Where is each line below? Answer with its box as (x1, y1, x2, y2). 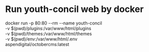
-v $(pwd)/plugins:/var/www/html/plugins (5, 25, 91, 31)
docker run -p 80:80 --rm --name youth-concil (5, 20, 102, 26)
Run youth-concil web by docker (5, 3, 144, 15)
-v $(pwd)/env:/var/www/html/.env (5, 36, 78, 42)
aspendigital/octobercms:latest (5, 41, 69, 47)
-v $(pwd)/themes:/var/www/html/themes (5, 30, 92, 36)
